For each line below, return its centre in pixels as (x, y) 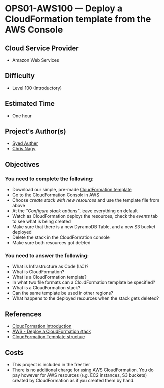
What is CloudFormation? (38, 272)
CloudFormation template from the (78, 19)
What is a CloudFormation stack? (46, 288)
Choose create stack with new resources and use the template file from (86, 200)
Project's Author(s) (36, 132)
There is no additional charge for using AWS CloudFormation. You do (83, 370)
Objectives (22, 165)
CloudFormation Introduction (42, 326)
